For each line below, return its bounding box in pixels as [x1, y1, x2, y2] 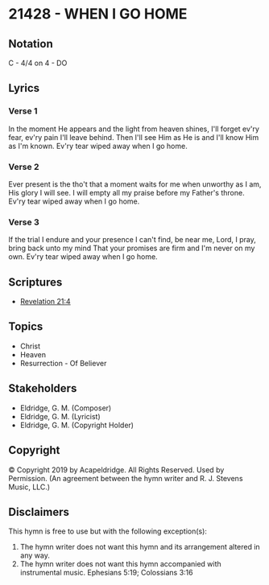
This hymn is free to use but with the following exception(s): [8, 526, 208, 536]
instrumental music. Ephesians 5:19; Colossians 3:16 [19, 568, 193, 578]
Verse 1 [8, 105, 38, 117]
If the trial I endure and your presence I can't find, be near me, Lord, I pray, [8, 235, 256, 245]
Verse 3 [8, 216, 39, 228]
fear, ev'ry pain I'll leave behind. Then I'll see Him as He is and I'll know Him [8, 132, 259, 142]
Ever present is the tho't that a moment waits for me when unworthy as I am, [8, 179, 262, 189]
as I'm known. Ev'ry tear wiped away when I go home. [8, 141, 188, 150]
